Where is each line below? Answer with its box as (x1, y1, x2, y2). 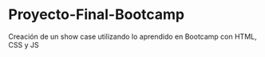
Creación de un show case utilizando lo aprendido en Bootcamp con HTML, (8, 32, 257, 41)
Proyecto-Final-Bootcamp (8, 6, 185, 24)
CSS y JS (8, 40, 39, 49)
